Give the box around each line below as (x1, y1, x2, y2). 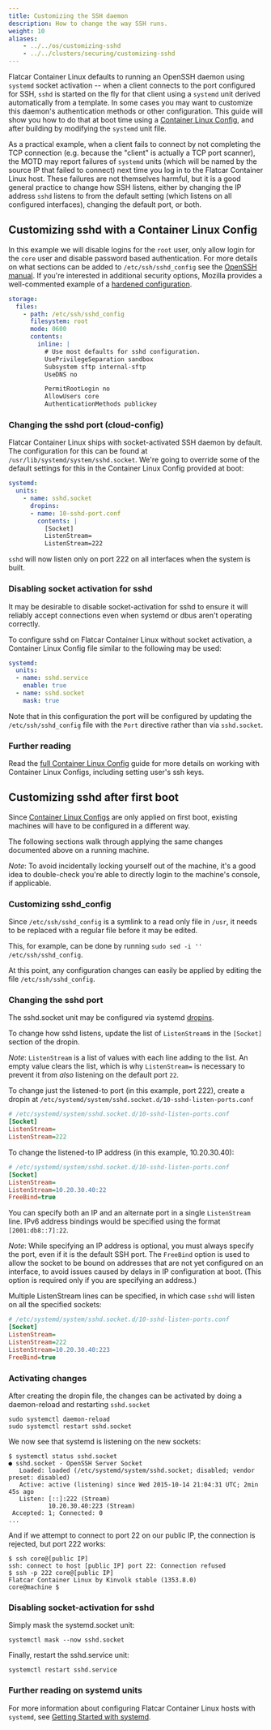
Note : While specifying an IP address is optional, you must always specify (8, 1241, 255, 1250)
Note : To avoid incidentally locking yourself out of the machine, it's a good (8, 861, 256, 871)
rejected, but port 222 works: (8, 1538, 106, 1548)
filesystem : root (29, 317, 89, 325)
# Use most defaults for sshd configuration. (44, 347, 201, 355)
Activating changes (8, 1372, 87, 1384)
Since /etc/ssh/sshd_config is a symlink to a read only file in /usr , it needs (8, 917, 257, 927)
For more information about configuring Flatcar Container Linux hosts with (8, 1703, 256, 1713)
